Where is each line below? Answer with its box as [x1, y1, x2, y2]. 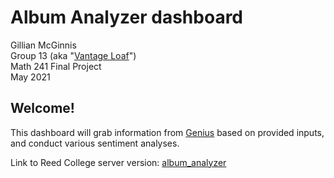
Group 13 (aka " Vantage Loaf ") [10, 49, 137, 61]
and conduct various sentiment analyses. [10, 137, 180, 149]
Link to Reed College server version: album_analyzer [10, 156, 227, 168]
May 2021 [10, 71, 51, 83]
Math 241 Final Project [10, 60, 102, 72]
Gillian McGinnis [10, 39, 77, 51]
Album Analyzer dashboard [10, 6, 244, 29]
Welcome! [10, 100, 75, 117]
